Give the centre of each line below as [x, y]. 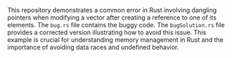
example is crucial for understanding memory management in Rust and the [115, 40]
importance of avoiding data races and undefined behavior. [93, 47]
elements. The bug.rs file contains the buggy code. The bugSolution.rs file [116, 25]
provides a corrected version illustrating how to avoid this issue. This [107, 32]
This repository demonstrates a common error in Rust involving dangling [112, 10]
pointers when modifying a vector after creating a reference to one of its [112, 17]
